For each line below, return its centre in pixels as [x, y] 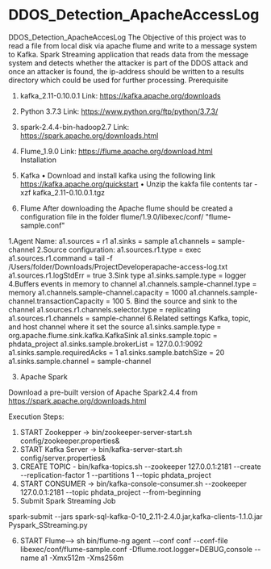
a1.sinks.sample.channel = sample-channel [80, 361]
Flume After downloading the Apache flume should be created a [127, 208]
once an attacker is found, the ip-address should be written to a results [126, 71]
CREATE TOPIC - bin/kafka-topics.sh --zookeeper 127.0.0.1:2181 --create [140, 466]
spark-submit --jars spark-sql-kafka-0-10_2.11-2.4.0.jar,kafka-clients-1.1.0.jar [135, 516]
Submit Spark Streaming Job [68, 500]
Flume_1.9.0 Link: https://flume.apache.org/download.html [116, 151]
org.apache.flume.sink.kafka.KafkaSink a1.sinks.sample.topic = [113, 335]
